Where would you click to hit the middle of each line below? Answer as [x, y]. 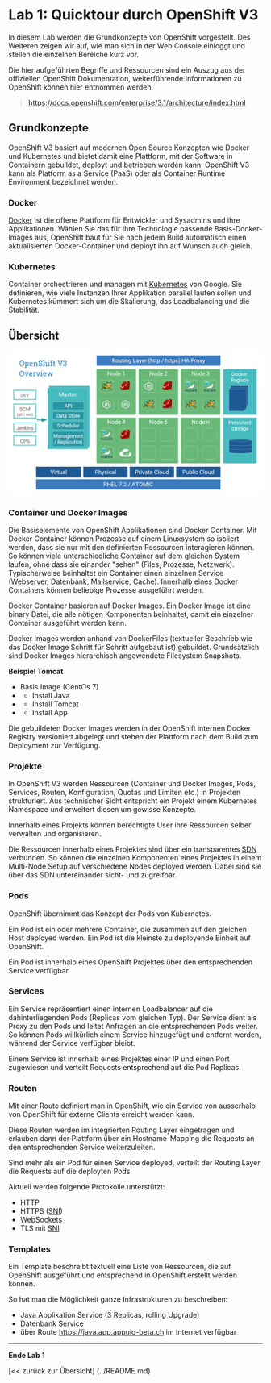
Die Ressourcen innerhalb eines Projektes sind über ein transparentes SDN [133, 849]
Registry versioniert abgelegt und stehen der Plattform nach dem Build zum [133, 736]
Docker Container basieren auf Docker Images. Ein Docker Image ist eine [130, 606]
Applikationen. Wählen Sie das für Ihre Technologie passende [110, 229]
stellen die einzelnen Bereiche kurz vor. [74, 54]
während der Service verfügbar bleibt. [72, 1043]
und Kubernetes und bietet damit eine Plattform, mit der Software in [121, 156]
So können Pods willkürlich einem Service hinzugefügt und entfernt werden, [135, 1035]
